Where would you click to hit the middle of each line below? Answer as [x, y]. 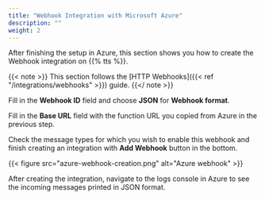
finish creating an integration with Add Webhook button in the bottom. [123, 148]
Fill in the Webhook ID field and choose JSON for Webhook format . [119, 101]
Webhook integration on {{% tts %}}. [68, 61]
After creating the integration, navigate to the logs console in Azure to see [129, 179]
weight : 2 [25, 30]
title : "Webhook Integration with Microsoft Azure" [95, 15]
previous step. [32, 125]
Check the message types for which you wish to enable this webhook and [129, 140]
